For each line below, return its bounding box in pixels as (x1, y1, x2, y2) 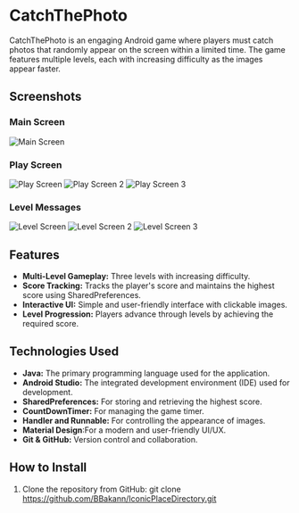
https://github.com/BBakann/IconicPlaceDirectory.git (21, 492, 217, 504)
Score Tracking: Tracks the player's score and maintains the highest (21, 280, 275, 291)
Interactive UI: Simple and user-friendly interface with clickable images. (21, 300, 288, 310)
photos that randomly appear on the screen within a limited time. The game (9, 44, 286, 54)
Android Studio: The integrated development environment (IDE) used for (21, 376, 290, 388)
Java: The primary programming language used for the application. (21, 368, 270, 378)
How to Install (9, 460, 87, 476)
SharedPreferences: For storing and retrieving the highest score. (21, 396, 263, 407)
